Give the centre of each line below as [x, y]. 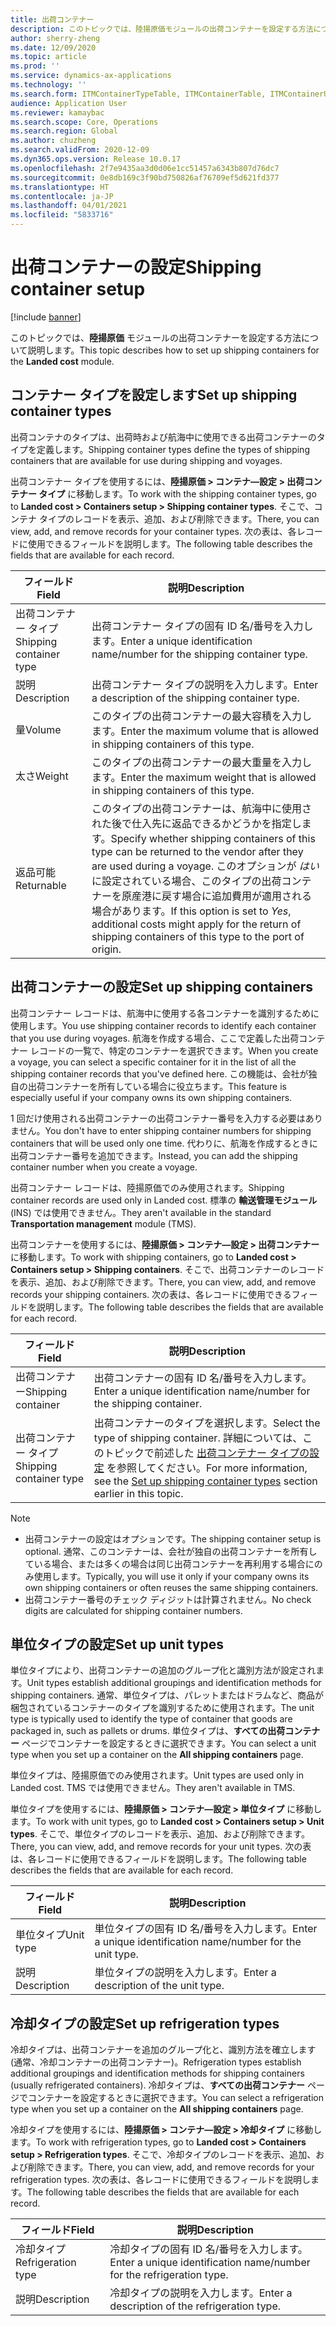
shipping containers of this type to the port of [198, 936]
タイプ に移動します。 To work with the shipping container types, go [177, 493]
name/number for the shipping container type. [199, 654]
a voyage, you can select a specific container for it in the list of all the [153, 1062]
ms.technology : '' [48, 85]
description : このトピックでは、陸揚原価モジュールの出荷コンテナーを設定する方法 [162, 29]
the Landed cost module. [62, 361]
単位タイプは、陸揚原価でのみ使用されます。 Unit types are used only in [157, 1775]
